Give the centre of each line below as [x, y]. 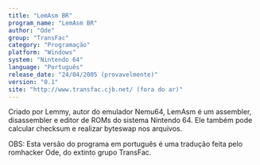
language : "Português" [46, 67]
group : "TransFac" [39, 38]
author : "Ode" [32, 30]
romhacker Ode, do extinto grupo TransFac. [80, 152]
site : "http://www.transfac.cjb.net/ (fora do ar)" [95, 89]
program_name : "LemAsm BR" [53, 23]
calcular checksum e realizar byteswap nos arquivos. [95, 129]
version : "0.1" [33, 82]
